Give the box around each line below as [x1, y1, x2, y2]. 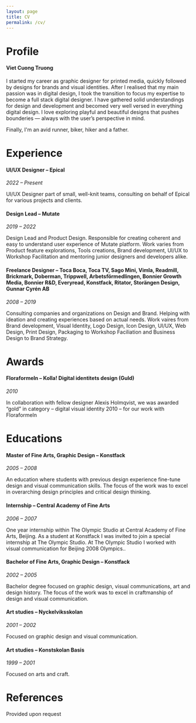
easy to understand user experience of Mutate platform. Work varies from [6, 241, 184, 248]
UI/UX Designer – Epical [6, 166, 66, 173]
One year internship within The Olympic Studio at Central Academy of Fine [6, 526, 186, 533]
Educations [6, 432, 63, 446]
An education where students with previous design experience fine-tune [6, 476, 181, 483]
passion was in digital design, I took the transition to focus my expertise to [6, 90, 185, 97]
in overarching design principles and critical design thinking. [6, 488, 152, 495]
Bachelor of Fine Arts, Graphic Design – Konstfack [6, 558, 130, 566]
